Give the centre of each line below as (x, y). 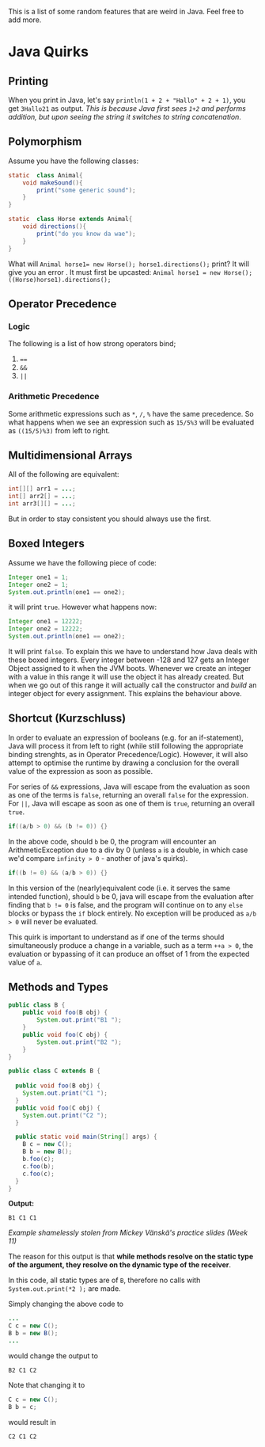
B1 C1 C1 (23, 1218)
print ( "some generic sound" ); (86, 190)
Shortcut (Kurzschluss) (67, 719)
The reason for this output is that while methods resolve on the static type (131, 1257)
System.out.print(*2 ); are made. (64, 1289)
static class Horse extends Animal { (70, 219)
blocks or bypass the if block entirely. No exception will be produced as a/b (132, 913)
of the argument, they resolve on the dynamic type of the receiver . (120, 1265)
